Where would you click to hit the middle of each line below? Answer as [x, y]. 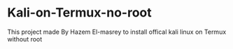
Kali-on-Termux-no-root [79, 13]
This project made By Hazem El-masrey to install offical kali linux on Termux [117, 32]
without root [25, 39]
